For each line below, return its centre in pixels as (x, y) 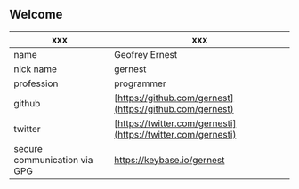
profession (36, 83)
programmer (140, 83)
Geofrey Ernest (146, 54)
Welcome (36, 15)
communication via (53, 160)
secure (28, 148)
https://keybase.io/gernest (170, 160)
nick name (36, 68)
